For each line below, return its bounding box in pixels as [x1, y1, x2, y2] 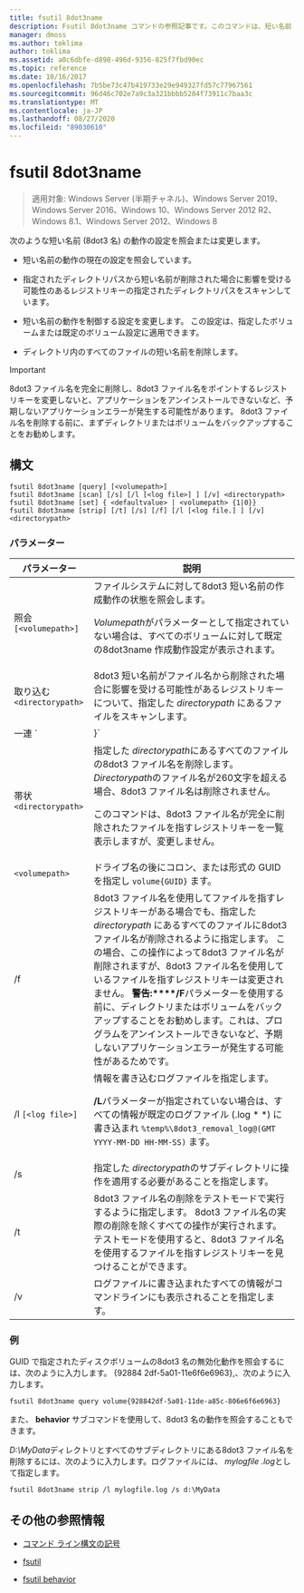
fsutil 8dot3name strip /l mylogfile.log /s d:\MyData [9, 1485, 221, 1495]
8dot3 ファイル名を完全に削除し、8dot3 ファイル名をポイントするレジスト [9, 383, 288, 394]
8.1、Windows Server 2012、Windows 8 [68, 215, 218, 227]
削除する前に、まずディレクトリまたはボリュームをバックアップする [33, 416, 287, 427]
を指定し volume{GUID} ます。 [93, 875, 217, 887]
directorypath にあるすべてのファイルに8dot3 [93, 919, 288, 932]
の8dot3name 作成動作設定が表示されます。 [93, 643, 280, 656]
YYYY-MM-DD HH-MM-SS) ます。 [93, 1136, 215, 1148]
